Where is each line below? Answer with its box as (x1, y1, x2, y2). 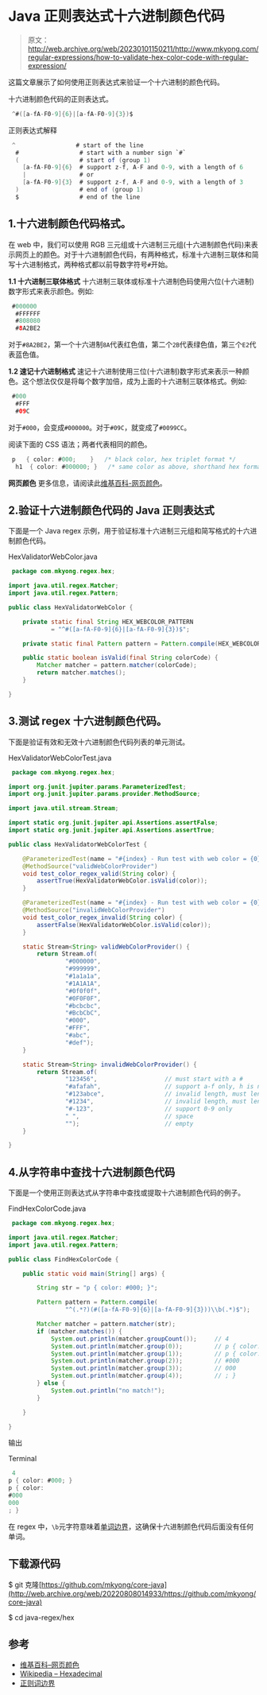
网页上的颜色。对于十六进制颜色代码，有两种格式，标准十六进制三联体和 (14, 250, 252, 259)
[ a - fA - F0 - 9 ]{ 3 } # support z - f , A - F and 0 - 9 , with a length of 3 (22, 178, 244, 187)
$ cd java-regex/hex (8, 1612, 75, 1622)
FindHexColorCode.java (8, 1204, 87, 1213)
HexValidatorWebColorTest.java (8, 753, 112, 762)
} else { (37, 1379, 66, 1387)
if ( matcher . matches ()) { (37, 1327, 123, 1336)
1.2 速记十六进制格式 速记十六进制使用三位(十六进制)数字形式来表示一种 (8, 367, 243, 376)
